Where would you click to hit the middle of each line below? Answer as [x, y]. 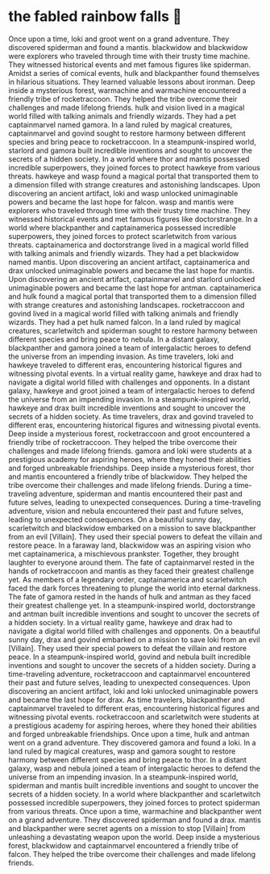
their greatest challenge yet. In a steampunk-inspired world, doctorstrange [132, 605]
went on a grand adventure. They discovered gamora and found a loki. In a [132, 742]
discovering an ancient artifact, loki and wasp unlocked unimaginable [123, 193]
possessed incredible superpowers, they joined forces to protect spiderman [134, 802]
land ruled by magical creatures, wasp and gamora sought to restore [122, 751]
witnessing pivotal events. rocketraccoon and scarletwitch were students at [134, 716]
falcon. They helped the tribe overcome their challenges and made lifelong [132, 854]
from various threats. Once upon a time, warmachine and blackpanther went [135, 811]
